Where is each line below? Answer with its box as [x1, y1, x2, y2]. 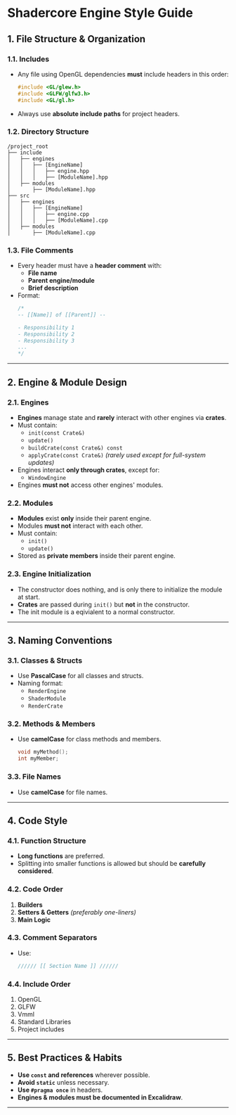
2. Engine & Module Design [7, 376, 128, 388]
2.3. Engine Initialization [7, 569, 91, 579]
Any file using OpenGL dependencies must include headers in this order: [17, 70, 229, 78]
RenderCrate [27, 703, 63, 710]
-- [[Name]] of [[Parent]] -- [17, 311, 107, 318]
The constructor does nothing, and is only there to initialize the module [17, 585, 223, 594]
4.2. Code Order [7, 884, 63, 894]
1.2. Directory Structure [7, 127, 89, 136]
